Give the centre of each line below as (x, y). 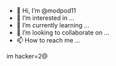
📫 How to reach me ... (48, 40)
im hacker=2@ (27, 56)
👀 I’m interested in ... (45, 18)
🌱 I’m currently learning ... (53, 25)
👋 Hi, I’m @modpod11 (46, 11)
